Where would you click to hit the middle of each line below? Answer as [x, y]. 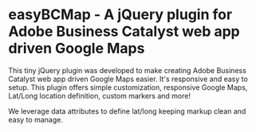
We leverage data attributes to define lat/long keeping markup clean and [127, 111]
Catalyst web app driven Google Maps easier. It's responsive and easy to [128, 79]
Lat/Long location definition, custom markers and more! [100, 95]
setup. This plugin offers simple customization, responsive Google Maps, [128, 87]
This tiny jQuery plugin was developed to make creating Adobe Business [128, 70]
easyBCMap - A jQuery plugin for [120, 15]
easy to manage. [36, 119]
